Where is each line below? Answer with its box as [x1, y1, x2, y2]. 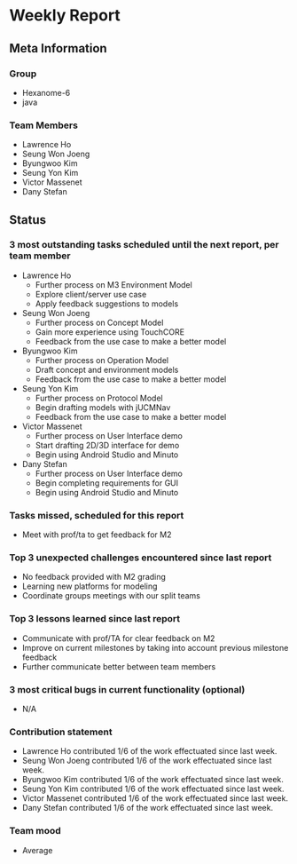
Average [21, 844, 53, 855]
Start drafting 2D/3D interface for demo [35, 440, 180, 450]
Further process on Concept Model [35, 317, 164, 328]
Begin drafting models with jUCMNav [35, 401, 171, 413]
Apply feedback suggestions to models [35, 298, 179, 309]
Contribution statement [9, 725, 113, 738]
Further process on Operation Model [35, 354, 169, 365]
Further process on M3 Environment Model [35, 279, 192, 289]
